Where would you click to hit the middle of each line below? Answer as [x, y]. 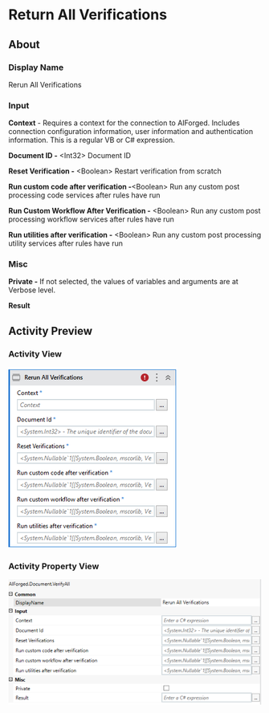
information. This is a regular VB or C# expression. [92, 140]
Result [19, 306]
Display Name [36, 67]
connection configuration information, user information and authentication [131, 132]
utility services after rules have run [65, 243]
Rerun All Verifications [45, 84]
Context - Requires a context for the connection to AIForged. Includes [124, 123]
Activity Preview [51, 331]
